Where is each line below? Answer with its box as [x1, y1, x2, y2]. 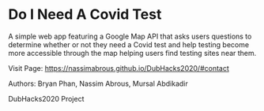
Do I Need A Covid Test [8, 6, 162, 24]
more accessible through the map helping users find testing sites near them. [8, 48, 257, 57]
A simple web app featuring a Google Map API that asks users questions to [8, 31, 252, 41]
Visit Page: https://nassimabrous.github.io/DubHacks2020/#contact [8, 63, 229, 72]
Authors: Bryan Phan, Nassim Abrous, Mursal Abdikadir [8, 79, 188, 88]
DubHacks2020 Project [8, 94, 85, 103]
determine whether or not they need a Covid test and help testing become [8, 39, 250, 49]
